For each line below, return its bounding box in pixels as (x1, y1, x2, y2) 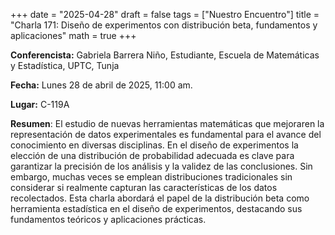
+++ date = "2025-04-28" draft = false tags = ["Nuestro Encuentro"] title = (10, 9, 320, 20)
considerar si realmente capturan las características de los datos (10, 182, 278, 193)
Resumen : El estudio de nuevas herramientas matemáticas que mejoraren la (10, 118, 325, 129)
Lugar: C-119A (10, 99, 70, 110)
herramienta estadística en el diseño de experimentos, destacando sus (10, 203, 303, 214)
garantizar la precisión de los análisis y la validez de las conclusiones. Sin (10, 160, 313, 172)
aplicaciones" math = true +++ (10, 30, 137, 41)
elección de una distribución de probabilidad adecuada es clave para (10, 150, 295, 161)
